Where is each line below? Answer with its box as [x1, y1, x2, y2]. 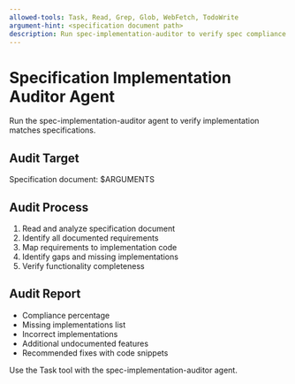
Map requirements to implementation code [21, 242, 178, 252]
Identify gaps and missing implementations [21, 251, 179, 262]
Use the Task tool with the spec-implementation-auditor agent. [9, 365, 238, 375]
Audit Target [9, 150, 79, 165]
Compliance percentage [21, 310, 110, 320]
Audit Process [9, 200, 89, 215]
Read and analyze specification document [21, 223, 176, 234]
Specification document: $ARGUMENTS [9, 174, 155, 185]
